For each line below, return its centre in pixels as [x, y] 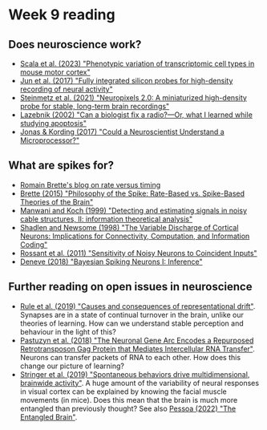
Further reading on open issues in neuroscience [130, 287]
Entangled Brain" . [49, 417]
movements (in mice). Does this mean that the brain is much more [129, 400]
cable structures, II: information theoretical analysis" [106, 219]
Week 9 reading [62, 15]
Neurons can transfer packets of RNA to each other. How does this [130, 357]
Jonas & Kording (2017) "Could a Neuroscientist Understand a [122, 132]
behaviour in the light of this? [68, 331]
